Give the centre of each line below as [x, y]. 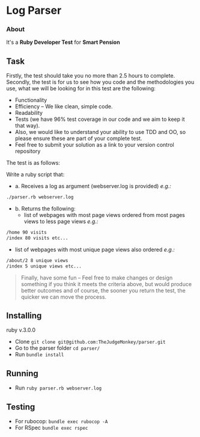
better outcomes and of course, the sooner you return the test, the [103, 290]
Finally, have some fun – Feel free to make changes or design [97, 278]
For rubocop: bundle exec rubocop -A [61, 421]
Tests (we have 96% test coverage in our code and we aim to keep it [100, 119]
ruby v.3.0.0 [21, 330]
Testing [21, 407]
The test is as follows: [33, 163]
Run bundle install [39, 355]
